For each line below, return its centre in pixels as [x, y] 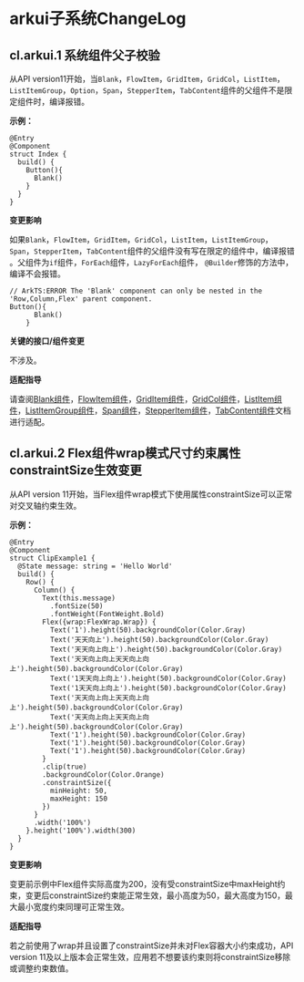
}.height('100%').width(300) [81, 831]
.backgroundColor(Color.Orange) [104, 775]
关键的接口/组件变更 [47, 341]
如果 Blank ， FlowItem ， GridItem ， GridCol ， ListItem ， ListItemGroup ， [141, 239]
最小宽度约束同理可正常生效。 [73, 906]
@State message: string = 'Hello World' [95, 566]
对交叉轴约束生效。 [46, 505]
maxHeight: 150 [78, 799]
